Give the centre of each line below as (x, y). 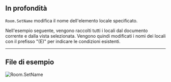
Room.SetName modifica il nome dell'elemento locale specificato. (72, 20)
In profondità (26, 8)
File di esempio (30, 62)
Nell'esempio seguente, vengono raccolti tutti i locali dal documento (77, 31)
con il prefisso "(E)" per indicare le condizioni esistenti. (63, 41)
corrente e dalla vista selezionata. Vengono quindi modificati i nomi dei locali (85, 36)
